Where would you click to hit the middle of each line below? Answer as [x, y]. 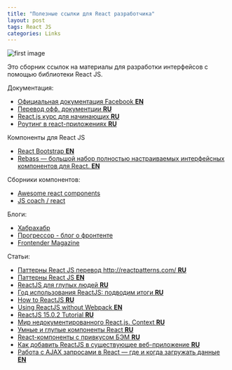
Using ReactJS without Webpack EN [70, 308]
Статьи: [19, 256]
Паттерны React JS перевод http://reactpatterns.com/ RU [102, 270]
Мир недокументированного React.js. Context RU [91, 322]
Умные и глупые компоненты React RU [75, 330]
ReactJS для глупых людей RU [63, 285]
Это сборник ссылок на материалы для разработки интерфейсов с [108, 67]
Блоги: [17, 214]
